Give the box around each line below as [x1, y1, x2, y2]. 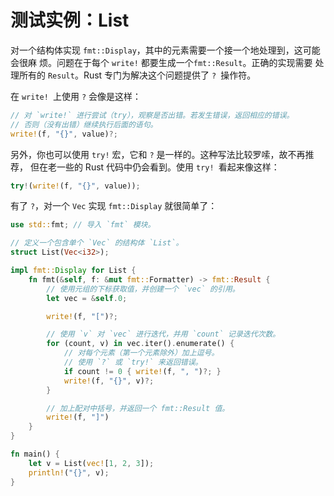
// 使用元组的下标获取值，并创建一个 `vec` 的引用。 [46, 284, 240, 294]
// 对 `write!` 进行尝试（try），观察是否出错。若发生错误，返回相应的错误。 [10, 110, 295, 120]
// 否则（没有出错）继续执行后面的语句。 [10, 119, 158, 130]
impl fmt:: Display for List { [10, 266, 137, 276]
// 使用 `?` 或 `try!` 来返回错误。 [63, 357, 203, 368]
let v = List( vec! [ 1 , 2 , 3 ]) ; [28, 458, 155, 468]
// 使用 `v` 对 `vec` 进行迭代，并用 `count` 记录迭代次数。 [46, 329, 281, 340]
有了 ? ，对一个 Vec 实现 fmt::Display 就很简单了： [10, 200, 218, 212]
